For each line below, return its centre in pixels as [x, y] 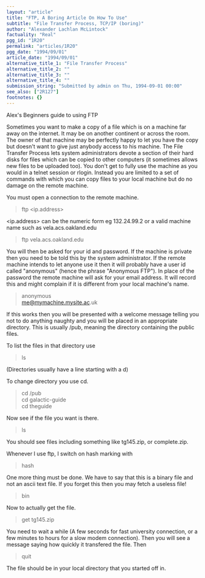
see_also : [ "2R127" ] [33, 92]
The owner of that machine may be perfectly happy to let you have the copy [102, 140]
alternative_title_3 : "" [38, 75]
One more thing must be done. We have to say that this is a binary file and [100, 477]
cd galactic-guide [44, 400]
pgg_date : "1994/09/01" [37, 52]
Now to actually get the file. [41, 508]
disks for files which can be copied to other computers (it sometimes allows [102, 159]
